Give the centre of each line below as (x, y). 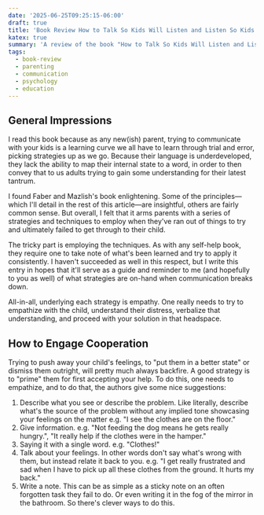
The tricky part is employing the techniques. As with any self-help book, (125, 245)
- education (35, 88)
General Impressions (60, 120)
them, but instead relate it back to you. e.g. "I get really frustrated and (132, 461)
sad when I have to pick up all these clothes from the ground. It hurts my (137, 469)
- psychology (37, 81)
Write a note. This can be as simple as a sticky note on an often (122, 486)
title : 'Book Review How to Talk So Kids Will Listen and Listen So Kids (132, 30)
